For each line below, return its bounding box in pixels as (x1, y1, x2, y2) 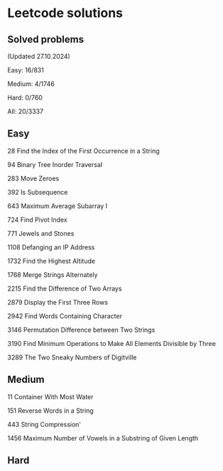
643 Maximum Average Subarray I (7, 201, 108, 210)
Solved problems (7, 33, 84, 45)
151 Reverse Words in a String (7, 406, 94, 415)
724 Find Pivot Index (7, 215, 67, 224)
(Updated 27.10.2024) (7, 52, 71, 60)
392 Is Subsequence (7, 188, 68, 196)
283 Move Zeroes (7, 174, 60, 183)
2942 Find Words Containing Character (7, 311, 123, 320)
